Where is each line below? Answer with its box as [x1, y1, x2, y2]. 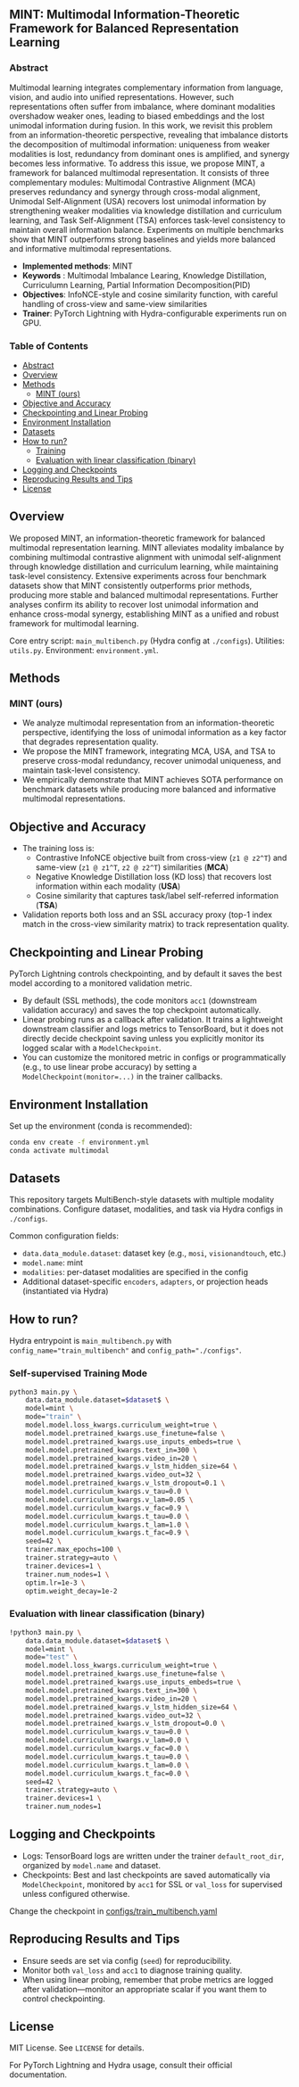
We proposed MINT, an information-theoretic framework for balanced [9, 533, 266, 543]
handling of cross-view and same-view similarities [21, 298, 208, 309]
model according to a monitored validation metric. [9, 978, 193, 989]
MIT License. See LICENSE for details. [9, 2042, 145, 2053]
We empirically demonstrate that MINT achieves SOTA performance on [21, 774, 284, 785]
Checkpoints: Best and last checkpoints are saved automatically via [21, 1869, 270, 1880]
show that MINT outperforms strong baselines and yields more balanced [9, 234, 276, 244]
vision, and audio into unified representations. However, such [9, 91, 235, 102]
